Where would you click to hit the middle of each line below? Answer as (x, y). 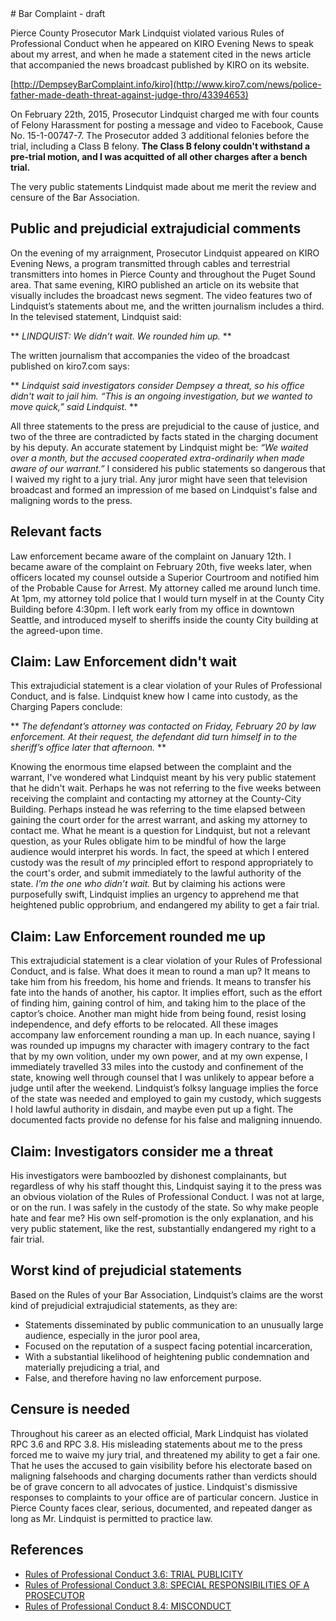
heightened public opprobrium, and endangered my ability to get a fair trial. (165, 905)
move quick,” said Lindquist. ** (74, 406)
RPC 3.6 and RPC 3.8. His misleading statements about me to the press (156, 1444)
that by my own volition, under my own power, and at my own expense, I (159, 1056)
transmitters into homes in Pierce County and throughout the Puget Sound (163, 274)
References (47, 1550)
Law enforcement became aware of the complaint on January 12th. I (151, 556)
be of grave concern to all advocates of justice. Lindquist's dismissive (154, 1486)
